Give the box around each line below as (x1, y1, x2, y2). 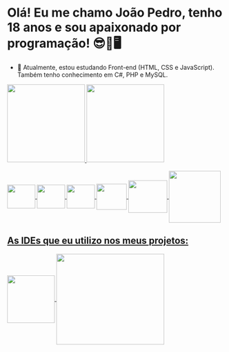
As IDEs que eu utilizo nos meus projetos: (7, 235, 189, 247)
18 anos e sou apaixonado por (7, 19, 181, 35)
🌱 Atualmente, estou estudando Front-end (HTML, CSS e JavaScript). (17, 63, 215, 71)
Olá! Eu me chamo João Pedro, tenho (7, 5, 223, 21)
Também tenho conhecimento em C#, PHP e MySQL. (17, 71, 168, 79)
